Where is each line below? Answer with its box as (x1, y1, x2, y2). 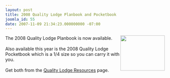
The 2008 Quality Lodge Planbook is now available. (5, 35, 113, 41)
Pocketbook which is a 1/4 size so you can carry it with (5, 51, 120, 57)
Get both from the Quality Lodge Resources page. (5, 67, 109, 73)
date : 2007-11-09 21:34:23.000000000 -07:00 (5, 21, 101, 27)
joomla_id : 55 (5, 17, 35, 22)
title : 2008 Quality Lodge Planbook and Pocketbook (5, 12, 116, 17)
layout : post (5, 7, 33, 13)
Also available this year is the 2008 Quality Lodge (5, 46, 109, 52)
